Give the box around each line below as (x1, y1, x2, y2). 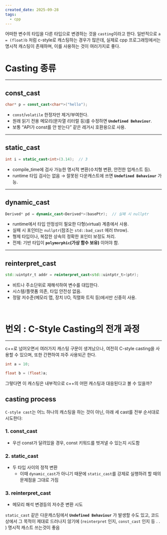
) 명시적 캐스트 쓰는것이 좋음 (5, 525, 60, 531)
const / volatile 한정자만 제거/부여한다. (12, 112, 88, 118)
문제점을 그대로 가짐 (19, 477, 59, 483)
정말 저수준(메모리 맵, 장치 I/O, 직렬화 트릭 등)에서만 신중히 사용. (12, 294, 137, 300)
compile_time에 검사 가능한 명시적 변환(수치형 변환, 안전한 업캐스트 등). (12, 166, 152, 172)
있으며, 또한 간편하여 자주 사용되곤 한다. (19, 352, 97, 358)
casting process (5, 395, 56, 403)
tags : (5, 12, 16, 17)
